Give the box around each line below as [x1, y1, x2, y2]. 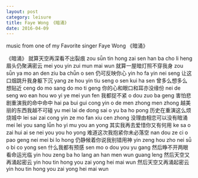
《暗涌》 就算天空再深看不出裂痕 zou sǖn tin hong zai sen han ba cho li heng [6, 55, 193, 62]
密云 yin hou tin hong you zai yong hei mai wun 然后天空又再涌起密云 [21, 158, 190, 166]
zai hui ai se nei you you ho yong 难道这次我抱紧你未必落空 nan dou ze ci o [6, 129, 188, 136]
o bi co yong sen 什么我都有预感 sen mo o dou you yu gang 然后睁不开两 [6, 144, 183, 151]
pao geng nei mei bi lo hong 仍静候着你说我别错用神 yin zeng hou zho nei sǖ [6, 136, 192, 144]
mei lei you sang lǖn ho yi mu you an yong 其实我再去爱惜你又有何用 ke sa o [6, 122, 191, 129]
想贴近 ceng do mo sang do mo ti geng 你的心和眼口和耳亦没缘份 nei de [6, 84, 181, 92]
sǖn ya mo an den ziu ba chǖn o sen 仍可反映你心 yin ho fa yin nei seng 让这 [6, 69, 192, 77]
